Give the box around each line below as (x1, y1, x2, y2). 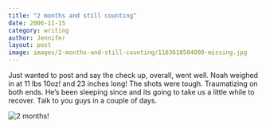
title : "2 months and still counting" (8, 11, 137, 20)
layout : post (8, 41, 52, 49)
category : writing (8, 26, 69, 34)
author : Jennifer (8, 33, 66, 42)
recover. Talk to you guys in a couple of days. (8, 96, 158, 105)
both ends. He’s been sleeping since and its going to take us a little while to (8, 87, 255, 96)
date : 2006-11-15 (8, 19, 66, 27)
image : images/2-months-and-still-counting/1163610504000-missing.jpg (8, 48, 248, 56)
